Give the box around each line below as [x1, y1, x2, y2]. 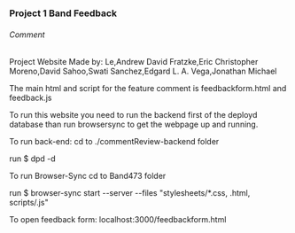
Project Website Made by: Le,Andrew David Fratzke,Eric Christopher [9, 57, 259, 67]
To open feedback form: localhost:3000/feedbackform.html [9, 214, 227, 225]
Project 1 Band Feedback [9, 7, 118, 19]
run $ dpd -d [9, 153, 56, 164]
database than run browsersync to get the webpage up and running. [9, 119, 259, 130]
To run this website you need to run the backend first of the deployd [9, 110, 258, 120]
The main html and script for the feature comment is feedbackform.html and [9, 83, 287, 94]
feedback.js [9, 92, 52, 104]
